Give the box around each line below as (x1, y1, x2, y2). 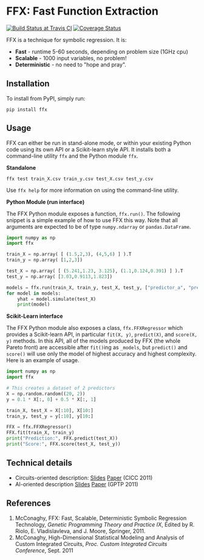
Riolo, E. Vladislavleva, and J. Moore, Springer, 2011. (15, 527, 146, 534)
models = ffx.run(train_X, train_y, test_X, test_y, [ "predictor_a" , (6, 284, 186, 290)
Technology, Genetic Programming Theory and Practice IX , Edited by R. (15, 520, 195, 528)
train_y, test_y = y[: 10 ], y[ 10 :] (6, 413, 94, 419)
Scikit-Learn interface (6, 312, 63, 320)
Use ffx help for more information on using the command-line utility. (6, 186, 179, 194)
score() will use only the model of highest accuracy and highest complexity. (6, 350, 197, 357)
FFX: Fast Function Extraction (6, 4, 159, 18)
